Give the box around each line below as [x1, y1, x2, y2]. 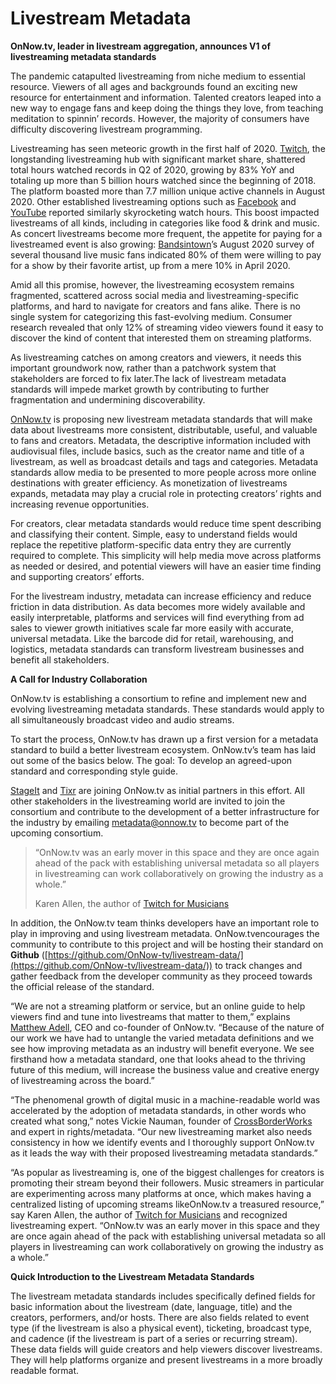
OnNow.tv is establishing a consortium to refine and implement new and [10, 692, 307, 704]
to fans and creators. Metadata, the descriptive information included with [10, 434, 312, 446]
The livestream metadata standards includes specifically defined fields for [10, 1290, 316, 1302]
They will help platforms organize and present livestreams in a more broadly [10, 1353, 323, 1366]
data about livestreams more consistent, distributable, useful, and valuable [10, 423, 318, 436]
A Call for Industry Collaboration [10, 673, 148, 685]
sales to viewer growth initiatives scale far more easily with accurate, [10, 622, 295, 634]
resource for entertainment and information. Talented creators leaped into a [10, 91, 322, 103]
